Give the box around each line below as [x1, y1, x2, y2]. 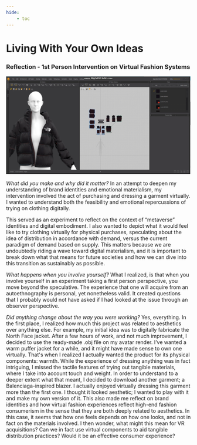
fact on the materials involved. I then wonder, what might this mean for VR [6, 420, 185, 427]
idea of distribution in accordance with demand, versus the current [6, 235, 168, 242]
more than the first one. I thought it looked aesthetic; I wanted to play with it [6, 388, 189, 396]
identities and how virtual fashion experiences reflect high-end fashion [6, 401, 177, 408]
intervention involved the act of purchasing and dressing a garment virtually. [6, 192, 191, 199]
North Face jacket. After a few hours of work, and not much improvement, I [6, 332, 188, 339]
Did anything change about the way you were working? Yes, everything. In [6, 313, 186, 321]
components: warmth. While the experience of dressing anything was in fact [6, 357, 191, 364]
